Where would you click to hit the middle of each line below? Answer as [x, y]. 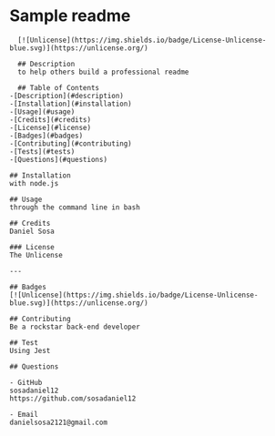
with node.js [34, 183]
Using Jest [30, 350]
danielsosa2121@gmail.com [58, 422]
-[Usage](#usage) [42, 112]
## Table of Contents [59, 87]
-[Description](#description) [67, 96]
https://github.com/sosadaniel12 [73, 398]
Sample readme [70, 16]
